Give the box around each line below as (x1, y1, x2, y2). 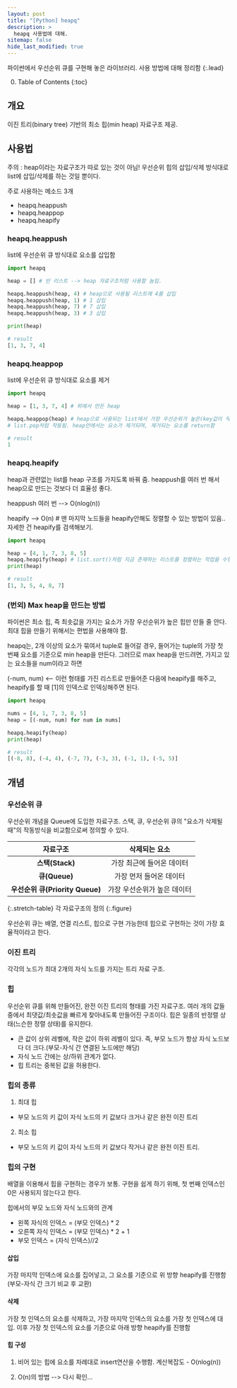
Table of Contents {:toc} (17, 78, 88, 86)
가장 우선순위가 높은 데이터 (107, 885, 192, 894)
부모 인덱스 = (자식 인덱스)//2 (17, 1236, 99, 1245)
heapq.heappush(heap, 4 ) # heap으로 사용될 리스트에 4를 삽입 (7, 290, 176, 297)
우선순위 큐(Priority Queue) (11, 885, 101, 894)
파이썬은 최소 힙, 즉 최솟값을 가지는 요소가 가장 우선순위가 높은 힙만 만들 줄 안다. (7, 618, 227, 626)
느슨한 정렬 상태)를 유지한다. (15, 1019, 93, 1028)
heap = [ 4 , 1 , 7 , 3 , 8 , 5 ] (7, 550, 87, 557)
